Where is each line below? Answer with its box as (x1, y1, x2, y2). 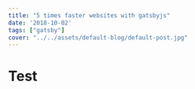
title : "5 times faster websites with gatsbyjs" (8, 11, 171, 20)
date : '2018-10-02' (8, 19, 72, 27)
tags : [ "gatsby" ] (8, 26, 65, 34)
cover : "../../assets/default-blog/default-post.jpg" (8, 33, 189, 42)
